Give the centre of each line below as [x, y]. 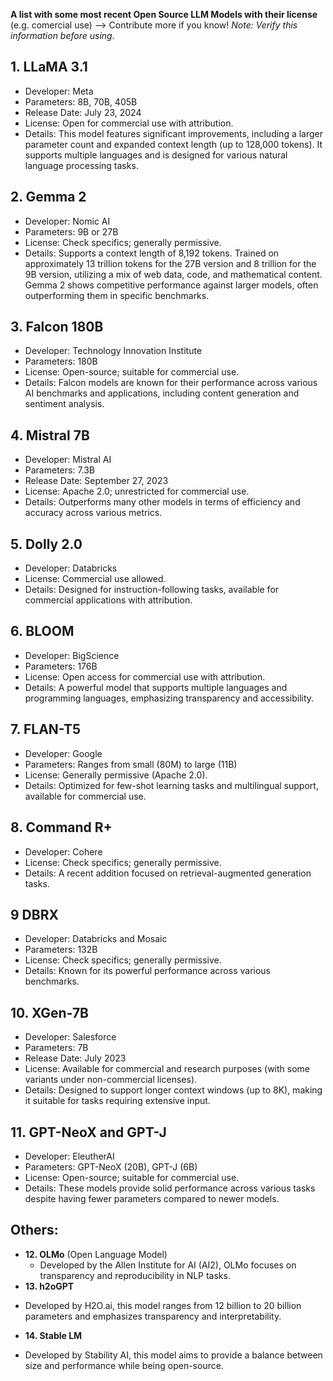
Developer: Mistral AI [68, 460]
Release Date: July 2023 [75, 1058]
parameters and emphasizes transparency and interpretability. [153, 1316]
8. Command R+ [61, 827]
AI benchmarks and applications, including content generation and [162, 393]
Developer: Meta [59, 91]
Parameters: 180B [61, 361]
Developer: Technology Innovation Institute [113, 351]
